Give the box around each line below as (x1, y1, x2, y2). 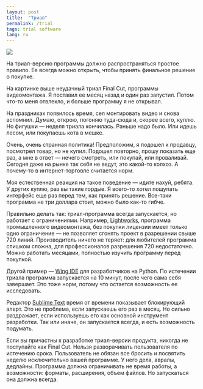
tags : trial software (6, 26, 62, 32)
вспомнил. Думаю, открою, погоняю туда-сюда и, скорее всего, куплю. (6, 116, 196, 124)
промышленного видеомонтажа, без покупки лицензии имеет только (6, 223, 188, 231)
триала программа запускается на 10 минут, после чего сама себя (6, 274, 182, 281)
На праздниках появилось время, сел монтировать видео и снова (6, 109, 180, 117)
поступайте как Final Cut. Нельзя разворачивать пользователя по (6, 343, 178, 350)
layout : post (6, 9, 40, 15)
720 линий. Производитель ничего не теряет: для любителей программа (6, 236, 197, 243)
